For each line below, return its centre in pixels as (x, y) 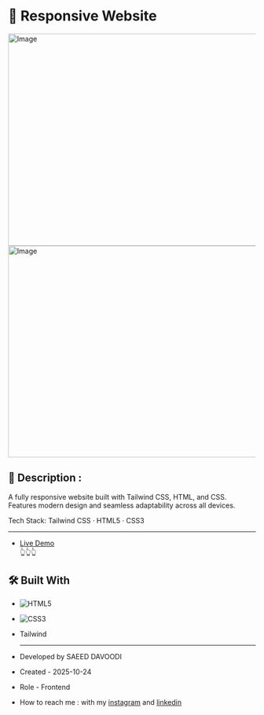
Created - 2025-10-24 (55, 672)
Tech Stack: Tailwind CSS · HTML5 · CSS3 (76, 520)
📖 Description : (45, 478)
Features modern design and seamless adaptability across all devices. (122, 505)
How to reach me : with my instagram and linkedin (101, 702)
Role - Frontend (45, 687)
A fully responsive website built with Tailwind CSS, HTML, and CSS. (117, 497)
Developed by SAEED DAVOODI (70, 656)
